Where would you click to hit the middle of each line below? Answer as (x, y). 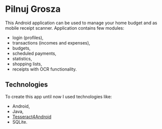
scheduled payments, (34, 53)
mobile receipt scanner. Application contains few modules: (65, 28)
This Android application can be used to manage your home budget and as (81, 23)
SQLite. (20, 122)
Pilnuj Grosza (33, 9)
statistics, (22, 58)
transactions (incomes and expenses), (51, 43)
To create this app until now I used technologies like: (59, 96)
